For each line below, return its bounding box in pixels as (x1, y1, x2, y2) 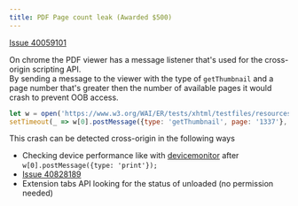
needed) (21, 187, 53, 199)
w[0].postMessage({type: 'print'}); (21, 161, 158, 171)
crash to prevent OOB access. (9, 92, 119, 103)
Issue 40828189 (21, 169, 82, 179)
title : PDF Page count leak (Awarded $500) (9, 12, 173, 22)
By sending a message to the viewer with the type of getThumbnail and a (9, 72, 274, 84)
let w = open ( (9, 109, 62, 118)
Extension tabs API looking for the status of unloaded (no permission (21, 179, 274, 189)
